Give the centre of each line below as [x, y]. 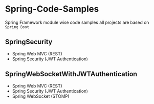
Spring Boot [17, 27]
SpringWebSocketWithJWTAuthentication [71, 74]
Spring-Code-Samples [52, 9]
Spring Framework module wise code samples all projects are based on [77, 22]
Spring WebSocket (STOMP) [41, 96]
